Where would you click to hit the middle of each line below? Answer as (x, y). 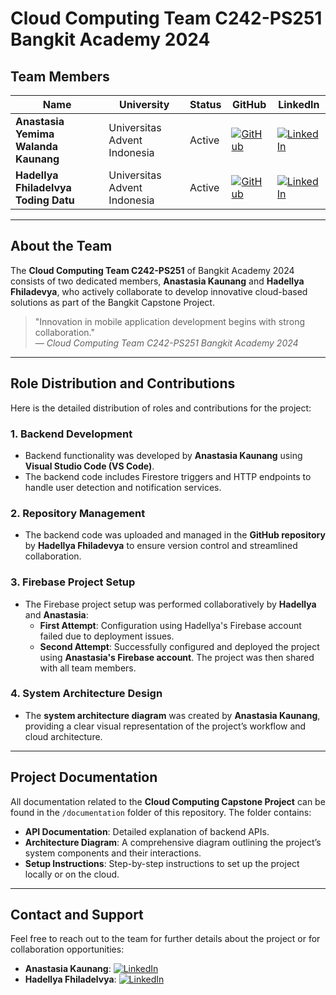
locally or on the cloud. (72, 874)
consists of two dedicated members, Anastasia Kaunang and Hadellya (157, 281)
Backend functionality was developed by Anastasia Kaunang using (163, 455)
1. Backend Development (71, 434)
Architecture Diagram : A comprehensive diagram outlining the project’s (173, 842)
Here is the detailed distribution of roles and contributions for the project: (161, 408)
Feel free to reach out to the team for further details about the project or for (165, 939)
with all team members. (88, 668)
